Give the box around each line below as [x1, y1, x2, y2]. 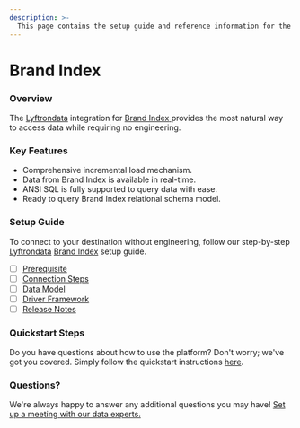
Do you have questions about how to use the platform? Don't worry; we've [9, 347, 285, 358]
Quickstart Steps [9, 327, 85, 339]
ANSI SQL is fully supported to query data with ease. [22, 184, 218, 195]
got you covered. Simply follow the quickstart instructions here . [9, 356, 244, 368]
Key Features [9, 144, 69, 157]
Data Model [22, 284, 66, 294]
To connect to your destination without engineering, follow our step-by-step [9, 236, 290, 247]
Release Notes [22, 303, 76, 314]
